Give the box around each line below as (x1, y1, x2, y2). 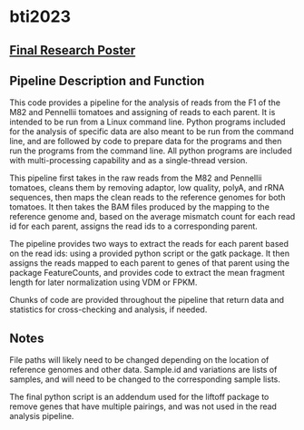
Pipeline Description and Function (9, 73, 205, 88)
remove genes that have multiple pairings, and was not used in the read (9, 401, 277, 412)
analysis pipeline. (9, 411, 74, 422)
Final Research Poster (9, 43, 136, 58)
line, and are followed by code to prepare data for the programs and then (9, 136, 282, 147)
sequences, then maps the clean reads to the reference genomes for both (9, 192, 286, 203)
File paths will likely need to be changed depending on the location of (9, 355, 270, 366)
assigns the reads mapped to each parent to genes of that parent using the (9, 258, 290, 269)
